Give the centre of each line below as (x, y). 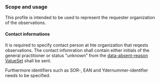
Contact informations (28, 34)
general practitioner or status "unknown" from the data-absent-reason (77, 55)
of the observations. (26, 23)
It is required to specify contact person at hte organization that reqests (77, 45)
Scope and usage (26, 7)
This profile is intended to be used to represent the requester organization (80, 18)
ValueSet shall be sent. (28, 60)
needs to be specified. (28, 75)
